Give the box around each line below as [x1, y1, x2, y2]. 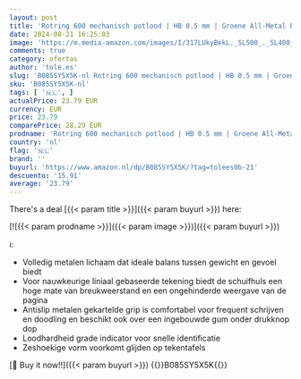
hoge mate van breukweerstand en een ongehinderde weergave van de [21, 285, 287, 296]
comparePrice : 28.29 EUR [9, 122, 102, 131]
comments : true [9, 46, 66, 55]
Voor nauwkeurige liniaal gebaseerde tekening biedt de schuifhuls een [21, 276, 283, 287]
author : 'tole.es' [9, 63, 78, 72]
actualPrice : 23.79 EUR [9, 96, 99, 105]
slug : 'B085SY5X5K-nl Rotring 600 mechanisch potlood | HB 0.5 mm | [9, 72, 271, 80]
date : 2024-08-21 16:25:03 [9, 29, 110, 38]
